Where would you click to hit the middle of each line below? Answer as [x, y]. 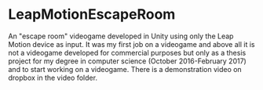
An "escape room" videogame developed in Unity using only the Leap [121, 36]
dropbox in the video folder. [53, 77]
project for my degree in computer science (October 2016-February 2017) [128, 61]
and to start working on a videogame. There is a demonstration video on [125, 69]
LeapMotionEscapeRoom [92, 14]
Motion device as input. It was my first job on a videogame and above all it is [131, 44]
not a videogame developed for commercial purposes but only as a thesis [127, 52]
